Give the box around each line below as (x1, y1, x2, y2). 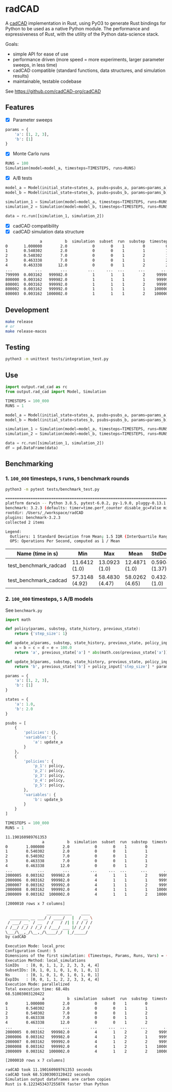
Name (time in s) (17, 550, 58, 558)
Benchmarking (5, 459, 54, 468)
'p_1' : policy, (32, 764, 66, 769)
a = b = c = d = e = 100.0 (14, 645, 72, 651)
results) (12, 72, 29, 79)
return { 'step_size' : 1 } (14, 631, 68, 636)
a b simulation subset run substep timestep (39, 238, 168, 244)
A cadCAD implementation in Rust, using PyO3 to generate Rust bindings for (5, 20, 166, 26)
